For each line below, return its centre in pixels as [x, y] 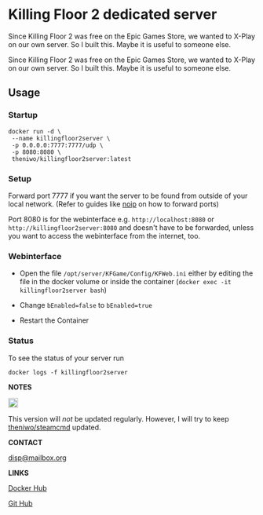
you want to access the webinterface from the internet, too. [104, 236]
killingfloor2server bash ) [63, 290]
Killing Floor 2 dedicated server [113, 15]
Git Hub [20, 503]
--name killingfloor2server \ [61, 138]
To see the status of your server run [66, 358]
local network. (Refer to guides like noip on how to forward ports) [114, 204]
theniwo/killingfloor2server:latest [71, 159]
